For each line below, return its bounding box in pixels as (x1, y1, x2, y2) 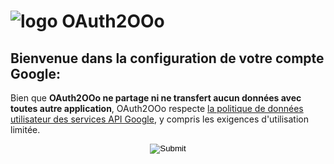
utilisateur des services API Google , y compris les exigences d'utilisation (10, 113, 309, 125)
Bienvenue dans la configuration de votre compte (10, 50, 325, 67)
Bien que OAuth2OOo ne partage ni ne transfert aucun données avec (10, 92, 302, 104)
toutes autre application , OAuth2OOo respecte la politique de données (10, 103, 304, 114)
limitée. (10, 124, 41, 135)
